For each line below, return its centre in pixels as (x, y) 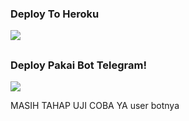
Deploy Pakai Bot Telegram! (78, 65)
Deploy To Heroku (55, 14)
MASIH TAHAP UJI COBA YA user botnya (95, 106)
